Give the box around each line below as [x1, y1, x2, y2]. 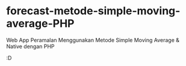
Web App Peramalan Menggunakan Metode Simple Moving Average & [6, 36, 179, 43]
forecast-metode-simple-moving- [6, 4, 181, 18]
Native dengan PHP [6, 43, 55, 50]
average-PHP [6, 17, 75, 30]
